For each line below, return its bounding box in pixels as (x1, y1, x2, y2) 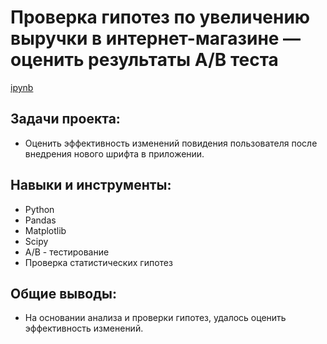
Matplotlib (24, 224, 67, 236)
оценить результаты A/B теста (10, 49, 279, 71)
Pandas (24, 214, 57, 226)
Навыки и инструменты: (10, 177, 172, 194)
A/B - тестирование (24, 246, 110, 258)
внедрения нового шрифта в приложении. (24, 147, 205, 160)
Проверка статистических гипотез (24, 256, 173, 268)
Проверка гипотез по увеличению (10, 6, 311, 29)
